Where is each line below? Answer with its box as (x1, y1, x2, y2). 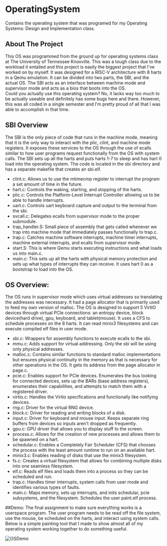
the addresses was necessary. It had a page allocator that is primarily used (5, 299, 160, 305)
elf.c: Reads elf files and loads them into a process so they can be (12, 468, 148, 474)
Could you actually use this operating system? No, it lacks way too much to (5, 90, 160, 96)
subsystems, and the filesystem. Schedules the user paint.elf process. (12, 495, 157, 501)
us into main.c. (12, 250, 43, 256)
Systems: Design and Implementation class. (5, 25, 95, 31)
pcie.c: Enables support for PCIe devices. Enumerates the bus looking (12, 373, 156, 379)
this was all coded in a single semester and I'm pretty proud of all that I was (5, 101, 161, 107)
